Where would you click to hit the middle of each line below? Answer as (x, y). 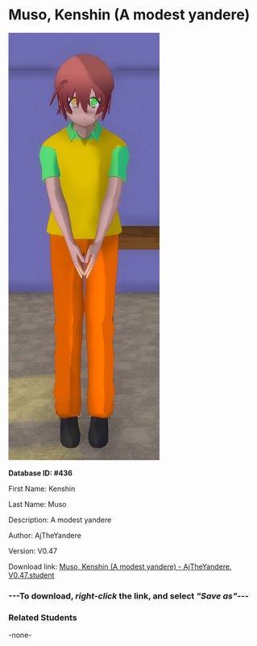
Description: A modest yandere (60, 520)
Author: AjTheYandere (45, 535)
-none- (20, 635)
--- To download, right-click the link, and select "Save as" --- (129, 595)
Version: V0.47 (33, 551)
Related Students (43, 617)
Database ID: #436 (40, 473)
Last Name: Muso (37, 504)
